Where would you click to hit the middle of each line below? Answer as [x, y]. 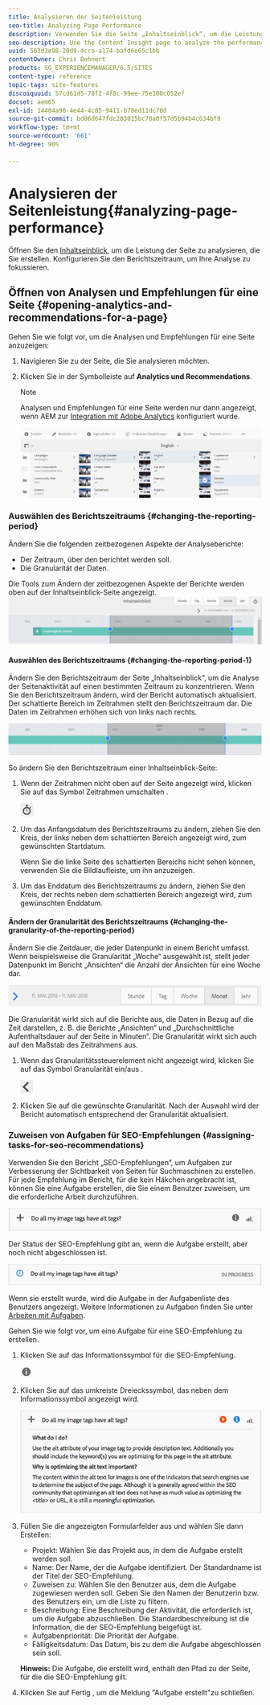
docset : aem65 [32, 102]
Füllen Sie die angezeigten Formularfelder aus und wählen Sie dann [131, 1526]
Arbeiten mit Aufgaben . [47, 1316]
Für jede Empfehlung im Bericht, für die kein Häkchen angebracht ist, [123, 1180]
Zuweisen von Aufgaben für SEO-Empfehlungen [104, 1135]
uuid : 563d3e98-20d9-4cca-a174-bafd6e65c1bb [84, 51]
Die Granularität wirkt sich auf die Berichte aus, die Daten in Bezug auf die [131, 1019]
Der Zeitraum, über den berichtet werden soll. [95, 559]
